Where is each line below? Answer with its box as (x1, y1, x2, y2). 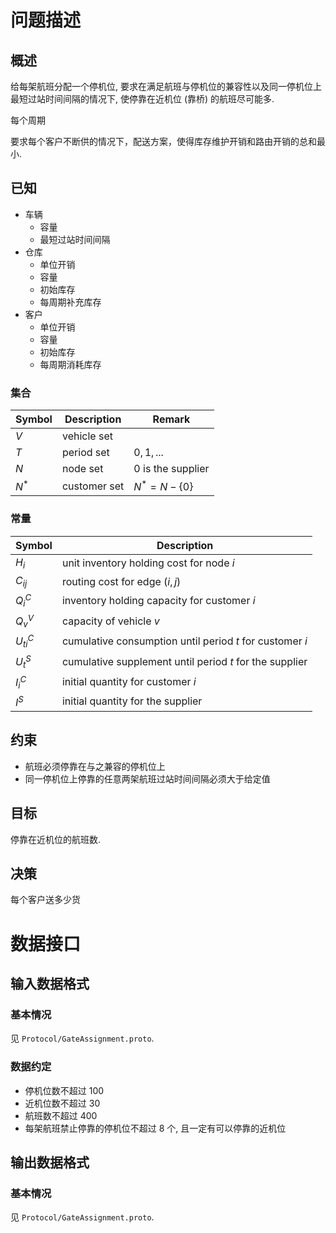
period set (61, 446, 110, 460)
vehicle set (61, 429, 113, 443)
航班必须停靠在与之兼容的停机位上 (24, 760, 166, 772)
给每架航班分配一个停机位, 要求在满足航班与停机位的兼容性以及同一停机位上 (10, 81, 322, 92)
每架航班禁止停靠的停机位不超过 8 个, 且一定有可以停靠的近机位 (24, 1122, 287, 1134)
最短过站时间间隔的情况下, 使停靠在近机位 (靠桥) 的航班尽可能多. (10, 93, 275, 105)
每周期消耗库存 (39, 358, 102, 370)
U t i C (15, 632, 35, 650)
